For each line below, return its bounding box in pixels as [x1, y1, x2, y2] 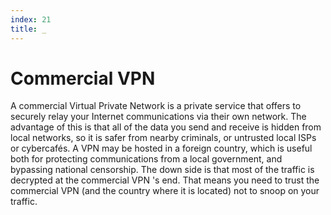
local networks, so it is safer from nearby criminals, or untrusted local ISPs [10, 132, 317, 144]
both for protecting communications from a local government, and [10, 153, 283, 165]
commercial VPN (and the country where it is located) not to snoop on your [10, 185, 320, 197]
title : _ [10, 24, 47, 34]
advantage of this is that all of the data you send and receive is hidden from [10, 121, 322, 133]
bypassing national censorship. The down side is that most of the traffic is [10, 164, 315, 176]
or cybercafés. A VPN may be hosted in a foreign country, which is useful [10, 142, 313, 155]
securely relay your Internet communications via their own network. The [10, 111, 307, 123]
